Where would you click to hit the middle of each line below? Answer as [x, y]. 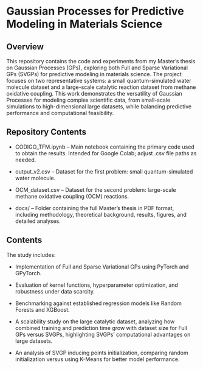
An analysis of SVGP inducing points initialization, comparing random [101, 353]
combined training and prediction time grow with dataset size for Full [101, 328]
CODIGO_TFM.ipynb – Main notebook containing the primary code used [105, 147]
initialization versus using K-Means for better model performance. [97, 359]
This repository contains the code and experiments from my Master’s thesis [101, 61]
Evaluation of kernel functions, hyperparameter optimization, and [96, 285]
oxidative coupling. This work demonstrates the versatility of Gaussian [94, 93]
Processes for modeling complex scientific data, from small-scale [88, 100]
